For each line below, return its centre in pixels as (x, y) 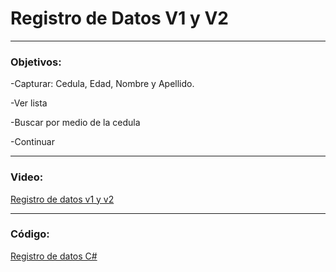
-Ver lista (29, 103)
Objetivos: (36, 62)
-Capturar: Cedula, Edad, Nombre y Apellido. (102, 84)
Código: (30, 234)
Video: (27, 177)
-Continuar (32, 142)
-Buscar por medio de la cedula (75, 123)
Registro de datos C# (54, 256)
